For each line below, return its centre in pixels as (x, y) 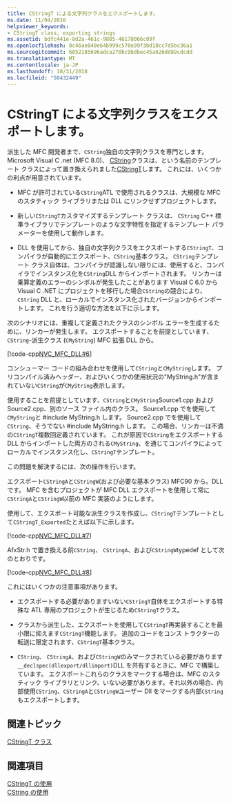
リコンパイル (25, 377)
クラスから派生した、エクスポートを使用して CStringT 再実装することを (117, 625)
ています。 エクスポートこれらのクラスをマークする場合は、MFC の (113, 674)
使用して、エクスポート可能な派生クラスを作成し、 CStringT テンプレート (110, 513)
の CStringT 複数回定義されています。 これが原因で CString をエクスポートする (115, 435)
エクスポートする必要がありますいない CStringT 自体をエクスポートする (117, 601)
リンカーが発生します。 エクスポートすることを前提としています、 (119, 332)
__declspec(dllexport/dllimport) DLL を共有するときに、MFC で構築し (118, 665)
